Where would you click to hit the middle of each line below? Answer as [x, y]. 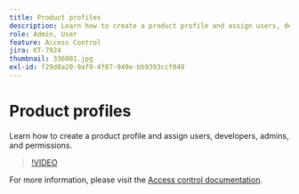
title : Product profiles [55, 17]
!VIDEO [44, 162]
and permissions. [41, 145]
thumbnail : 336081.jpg [51, 59]
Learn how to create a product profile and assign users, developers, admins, [149, 135]
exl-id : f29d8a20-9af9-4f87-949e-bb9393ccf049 [97, 68]
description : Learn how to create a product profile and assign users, [145, 26]
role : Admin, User [43, 34]
